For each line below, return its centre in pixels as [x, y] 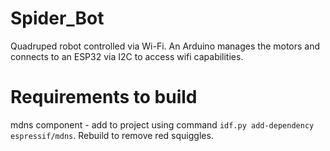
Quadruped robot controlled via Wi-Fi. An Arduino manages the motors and [165, 46]
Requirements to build [104, 97]
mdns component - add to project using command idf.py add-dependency [162, 124]
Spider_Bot [57, 18]
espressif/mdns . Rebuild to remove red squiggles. [112, 135]
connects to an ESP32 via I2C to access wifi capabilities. [127, 56]
